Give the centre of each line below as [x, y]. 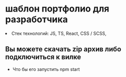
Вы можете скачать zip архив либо [63, 49]
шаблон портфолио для [57, 9]
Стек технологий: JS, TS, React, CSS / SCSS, [59, 33]
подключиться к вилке [43, 57]
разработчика [37, 19]
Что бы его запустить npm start [46, 69]
